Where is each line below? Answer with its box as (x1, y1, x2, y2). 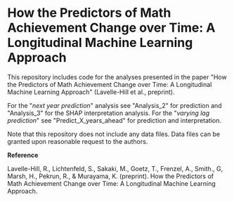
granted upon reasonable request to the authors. (7, 137, 148, 145)
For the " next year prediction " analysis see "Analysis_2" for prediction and (7, 101, 223, 109)
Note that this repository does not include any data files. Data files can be (7, 130, 220, 138)
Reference (7, 151, 39, 159)
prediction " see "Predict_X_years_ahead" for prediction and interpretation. (7, 116, 222, 124)
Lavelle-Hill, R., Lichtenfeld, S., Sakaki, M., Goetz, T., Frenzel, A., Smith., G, (7, 164, 223, 173)
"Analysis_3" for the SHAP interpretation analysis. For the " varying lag (7, 109, 210, 117)
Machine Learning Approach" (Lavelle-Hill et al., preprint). (7, 88, 175, 96)
